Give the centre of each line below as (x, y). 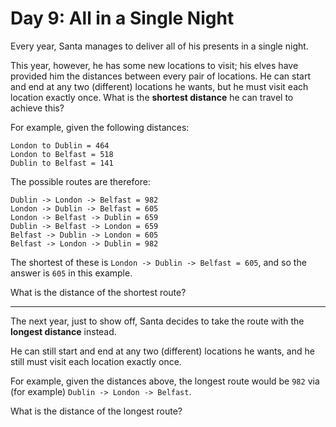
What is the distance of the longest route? (96, 411)
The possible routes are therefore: (80, 181)
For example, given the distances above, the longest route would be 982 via (165, 381)
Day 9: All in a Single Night (122, 18)
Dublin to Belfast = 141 (62, 163)
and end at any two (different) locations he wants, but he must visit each (159, 86)
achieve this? (37, 108)
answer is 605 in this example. (71, 273)
